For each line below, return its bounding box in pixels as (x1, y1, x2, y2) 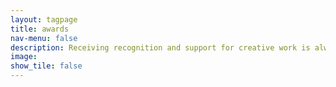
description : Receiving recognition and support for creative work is (10, 42, 311, 53)
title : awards (10, 24, 70, 34)
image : (10, 52, 38, 62)
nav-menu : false (10, 33, 78, 43)
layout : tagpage (10, 14, 78, 25)
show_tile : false (10, 61, 83, 71)
